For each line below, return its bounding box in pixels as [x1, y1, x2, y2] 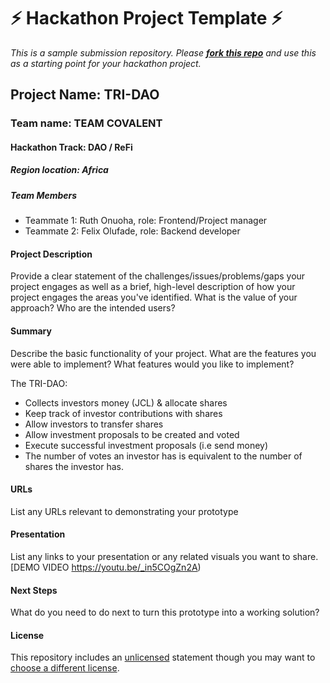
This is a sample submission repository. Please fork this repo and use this [10, 46, 317, 59]
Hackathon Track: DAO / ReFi [10, 141, 133, 153]
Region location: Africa [10, 164, 109, 176]
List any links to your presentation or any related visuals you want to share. [10, 551, 319, 562]
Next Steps [10, 584, 58, 596]
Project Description [10, 248, 93, 260]
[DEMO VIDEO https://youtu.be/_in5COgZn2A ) [10, 561, 202, 573]
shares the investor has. [24, 460, 125, 472]
